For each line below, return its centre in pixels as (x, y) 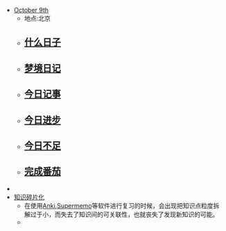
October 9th (31, 10)
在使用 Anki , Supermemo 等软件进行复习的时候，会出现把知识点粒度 (119, 205)
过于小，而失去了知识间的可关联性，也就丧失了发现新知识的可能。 (124, 214)
